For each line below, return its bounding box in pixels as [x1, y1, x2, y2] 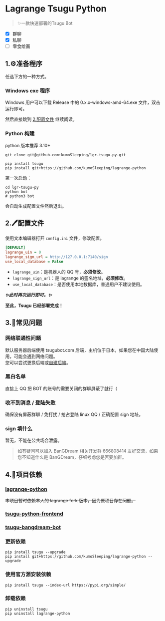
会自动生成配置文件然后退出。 [5, 203, 66, 209]
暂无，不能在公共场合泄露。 [5, 437, 62, 443]
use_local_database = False [5, 259, 64, 264]
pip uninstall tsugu [5, 607, 48, 612]
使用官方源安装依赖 [5, 571, 51, 578]
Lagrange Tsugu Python [5, 3, 107, 14]
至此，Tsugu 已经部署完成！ [5, 303, 63, 309]
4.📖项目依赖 [5, 470, 42, 479]
